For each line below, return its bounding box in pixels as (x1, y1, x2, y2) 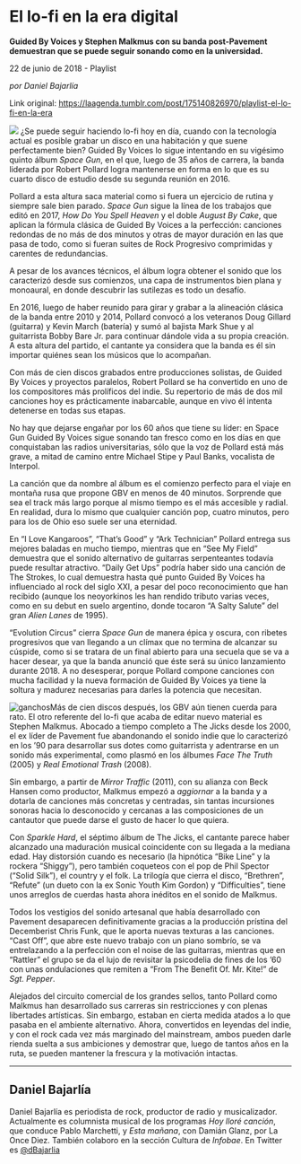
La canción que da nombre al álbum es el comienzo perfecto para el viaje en (9, 477, 291, 488)
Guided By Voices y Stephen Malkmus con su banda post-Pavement (9, 36, 268, 47)
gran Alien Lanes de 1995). (9, 609, 109, 620)
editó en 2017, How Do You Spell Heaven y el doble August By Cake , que (9, 209, 278, 221)
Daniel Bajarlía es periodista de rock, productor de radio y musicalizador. (9, 1106, 278, 1116)
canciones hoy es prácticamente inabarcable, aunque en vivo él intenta (9, 395, 273, 406)
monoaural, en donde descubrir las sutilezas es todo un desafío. (9, 284, 246, 295)
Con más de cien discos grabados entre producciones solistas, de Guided (9, 366, 282, 378)
